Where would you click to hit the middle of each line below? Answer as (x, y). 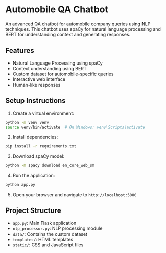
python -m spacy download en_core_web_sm (50, 166)
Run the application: (34, 176)
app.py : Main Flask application (44, 223)
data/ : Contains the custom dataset (50, 234)
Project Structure (33, 211)
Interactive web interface (39, 79)
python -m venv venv (27, 122)
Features (20, 50)
